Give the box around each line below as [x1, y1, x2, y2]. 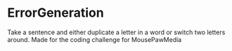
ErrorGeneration [7, 5, 104, 21]
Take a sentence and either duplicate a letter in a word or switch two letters [7, 28, 226, 36]
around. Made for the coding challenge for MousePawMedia [7, 35, 182, 43]
